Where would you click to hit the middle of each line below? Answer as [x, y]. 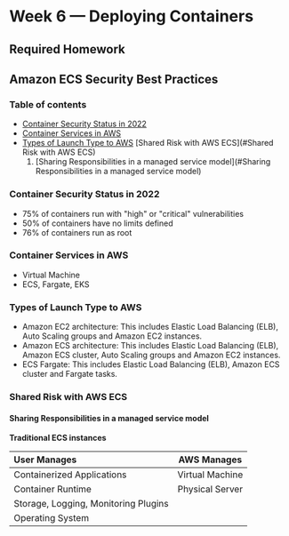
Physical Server [210, 489]
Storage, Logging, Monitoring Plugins [91, 504]
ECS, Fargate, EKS [56, 284]
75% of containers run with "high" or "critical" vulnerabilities [133, 213]
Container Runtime [52, 489]
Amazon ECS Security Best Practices [114, 79]
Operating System [52, 518]
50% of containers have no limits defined [97, 223]
